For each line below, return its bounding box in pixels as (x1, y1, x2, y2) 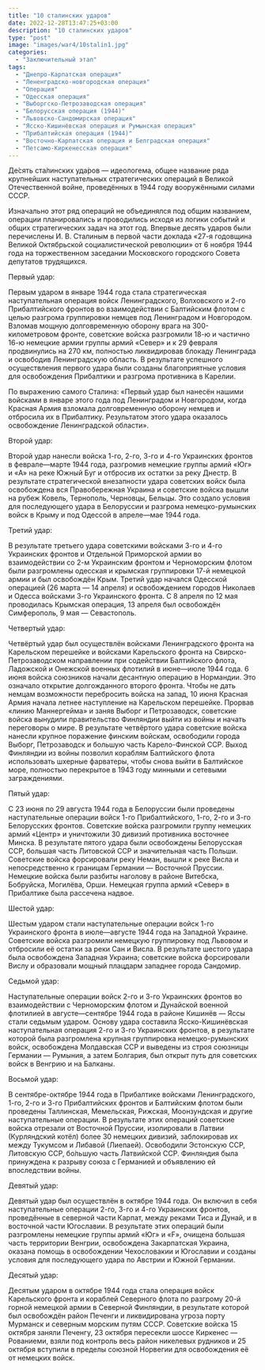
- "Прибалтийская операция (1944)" (15, 129, 133, 137)
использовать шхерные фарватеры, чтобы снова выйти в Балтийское (8, 757, 244, 767)
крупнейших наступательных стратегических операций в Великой (8, 174, 233, 184)
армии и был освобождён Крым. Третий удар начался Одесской (8, 575, 228, 584)
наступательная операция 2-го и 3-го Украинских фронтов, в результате (8, 1026, 256, 1035)
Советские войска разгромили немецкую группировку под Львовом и (8, 936, 248, 946)
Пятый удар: (8, 789, 50, 798)
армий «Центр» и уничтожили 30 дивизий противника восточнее (8, 829, 229, 839)
